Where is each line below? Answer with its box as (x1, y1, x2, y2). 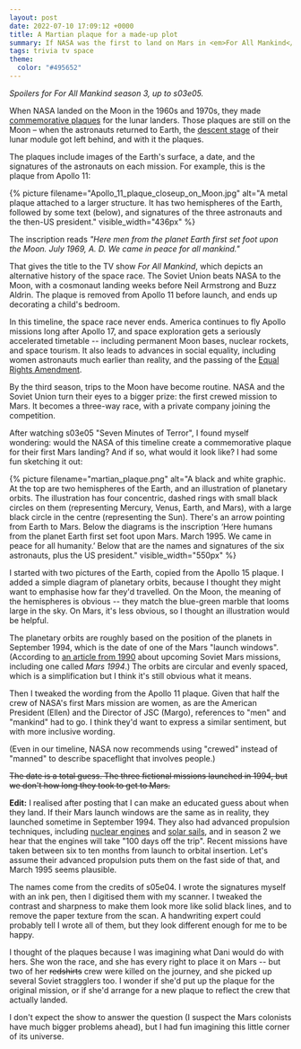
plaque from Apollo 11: (9, 170, 91, 181)
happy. (9, 929, 35, 939)
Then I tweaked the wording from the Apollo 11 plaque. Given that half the (9, 688, 280, 699)
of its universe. (9, 1030, 64, 1042)
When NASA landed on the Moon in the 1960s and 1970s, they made (9, 105, 262, 116)
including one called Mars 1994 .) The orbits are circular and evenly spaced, (9, 661, 288, 672)
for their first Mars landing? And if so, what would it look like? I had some (9, 446, 278, 457)
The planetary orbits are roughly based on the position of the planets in (9, 632, 272, 643)
